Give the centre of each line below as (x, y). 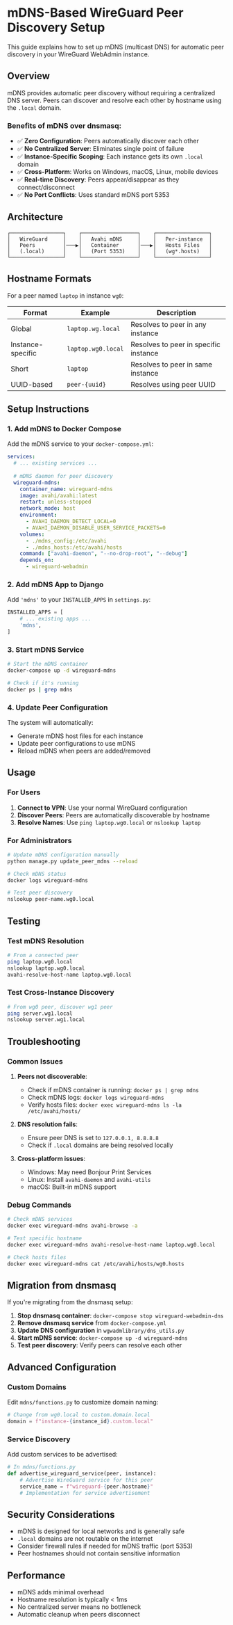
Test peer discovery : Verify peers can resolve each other (100, 1345)
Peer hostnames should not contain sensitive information (98, 1553)
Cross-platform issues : (51, 1159)
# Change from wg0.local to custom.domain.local (79, 1415)
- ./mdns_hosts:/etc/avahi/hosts (74, 547)
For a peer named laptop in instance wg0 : (66, 295)
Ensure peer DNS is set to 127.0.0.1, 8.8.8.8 (93, 1138)
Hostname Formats (49, 279)
